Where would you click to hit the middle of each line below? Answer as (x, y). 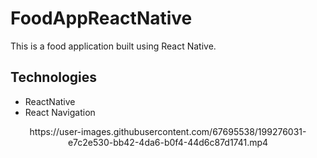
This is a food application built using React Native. (113, 46)
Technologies (54, 77)
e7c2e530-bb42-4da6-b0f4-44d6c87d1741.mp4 (168, 142)
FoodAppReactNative (101, 18)
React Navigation (60, 112)
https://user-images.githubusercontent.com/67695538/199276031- (168, 131)
